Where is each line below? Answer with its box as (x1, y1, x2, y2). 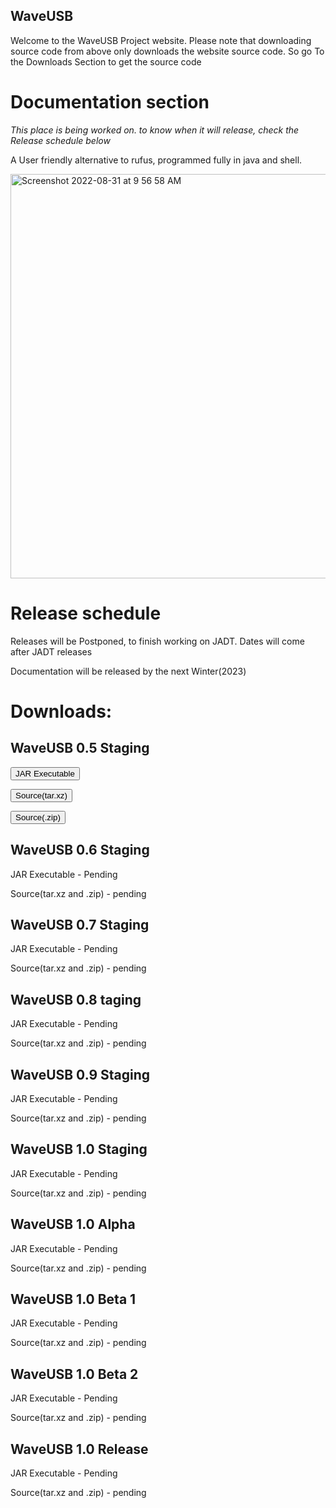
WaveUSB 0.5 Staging (10, 740, 150, 757)
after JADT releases (10, 645, 93, 658)
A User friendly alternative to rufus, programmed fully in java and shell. (10, 154, 303, 166)
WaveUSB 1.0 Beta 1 (10, 1290, 137, 1308)
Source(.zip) (15, 812, 61, 823)
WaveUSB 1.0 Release (10, 1440, 149, 1458)
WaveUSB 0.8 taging (10, 991, 142, 1008)
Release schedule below (10, 134, 111, 146)
